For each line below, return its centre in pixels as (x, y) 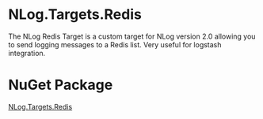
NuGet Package (61, 85)
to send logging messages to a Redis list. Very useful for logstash (115, 44)
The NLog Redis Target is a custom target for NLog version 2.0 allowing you (132, 36)
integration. (27, 53)
